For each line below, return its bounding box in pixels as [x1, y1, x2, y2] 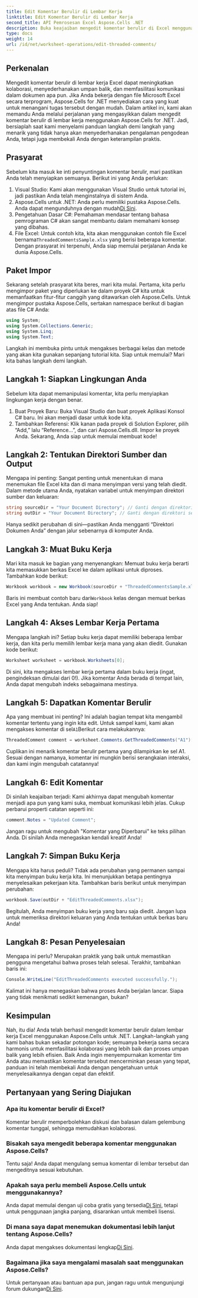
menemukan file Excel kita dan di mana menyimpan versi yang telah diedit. [6, 481, 187, 488]
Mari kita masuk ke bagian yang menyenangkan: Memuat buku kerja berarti [6, 560, 189, 566]
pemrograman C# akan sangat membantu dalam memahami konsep [14, 217, 180, 224]
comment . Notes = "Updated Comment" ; [6, 817, 96, 823]
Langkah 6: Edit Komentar [6, 778, 104, 788]
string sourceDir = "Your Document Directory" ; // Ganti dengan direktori [6, 505, 194, 510]
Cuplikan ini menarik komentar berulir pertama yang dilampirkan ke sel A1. [6, 748, 186, 755]
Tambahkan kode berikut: [6, 572, 68, 579]
